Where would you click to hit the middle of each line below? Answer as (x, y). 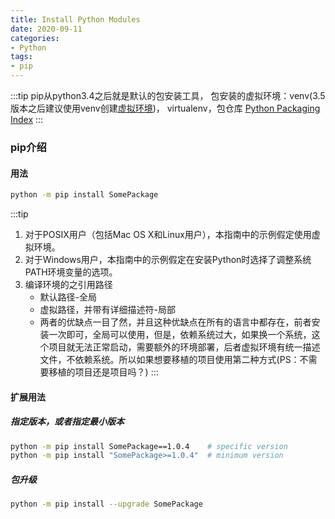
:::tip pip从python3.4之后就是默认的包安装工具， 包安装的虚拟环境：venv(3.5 (168, 95)
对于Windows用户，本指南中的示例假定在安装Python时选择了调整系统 (168, 259)
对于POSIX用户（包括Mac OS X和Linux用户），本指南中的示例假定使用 (168, 234)
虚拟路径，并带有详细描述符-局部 (108, 309)
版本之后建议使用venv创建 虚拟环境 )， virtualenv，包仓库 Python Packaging (165, 108)
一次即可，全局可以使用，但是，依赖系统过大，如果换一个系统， (180, 334)
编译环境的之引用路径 (68, 284)
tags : (21, 57)
